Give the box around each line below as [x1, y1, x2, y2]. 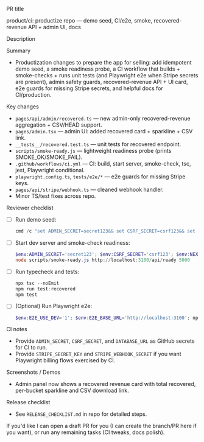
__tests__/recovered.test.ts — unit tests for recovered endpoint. [15, 141, 181, 148]
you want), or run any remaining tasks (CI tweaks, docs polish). [6, 429, 165, 436]
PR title [6, 5, 24, 12]
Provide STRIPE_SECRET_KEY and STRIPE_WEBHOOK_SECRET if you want [15, 350, 181, 358]
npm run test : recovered [15, 286, 76, 292]
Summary [6, 47, 31, 54]
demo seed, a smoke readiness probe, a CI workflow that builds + [15, 65, 181, 72]
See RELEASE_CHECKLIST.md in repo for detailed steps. [15, 410, 147, 418]
